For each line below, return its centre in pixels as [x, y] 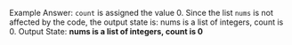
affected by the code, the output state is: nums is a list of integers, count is [146, 22]
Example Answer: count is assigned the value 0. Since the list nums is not [141, 13]
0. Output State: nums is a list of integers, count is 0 [106, 31]
